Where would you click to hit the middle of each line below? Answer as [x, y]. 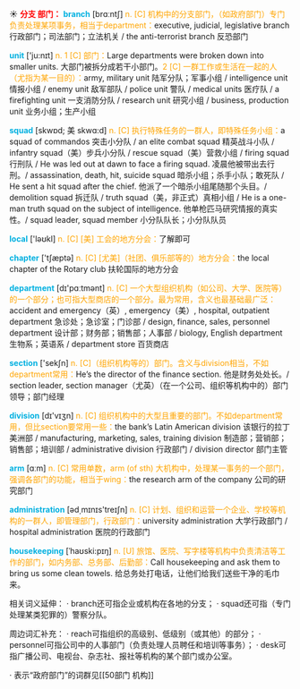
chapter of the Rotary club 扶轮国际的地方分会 [94, 269]
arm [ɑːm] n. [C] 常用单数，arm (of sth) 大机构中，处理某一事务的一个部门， [149, 468]
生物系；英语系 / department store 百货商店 [89, 344]
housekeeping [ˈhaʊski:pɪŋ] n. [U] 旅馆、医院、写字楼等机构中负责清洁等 [144, 551]
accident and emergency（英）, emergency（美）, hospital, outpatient [140, 310]
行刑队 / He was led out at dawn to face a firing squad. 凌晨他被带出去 [138, 164]
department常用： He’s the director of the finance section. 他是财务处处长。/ [149, 374]
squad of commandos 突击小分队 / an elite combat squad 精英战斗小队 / [142, 141]
